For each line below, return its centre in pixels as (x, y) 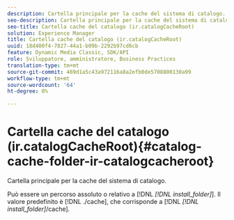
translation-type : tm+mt (43, 65)
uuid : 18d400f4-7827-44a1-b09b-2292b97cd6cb (73, 46)
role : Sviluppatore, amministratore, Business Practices (92, 59)
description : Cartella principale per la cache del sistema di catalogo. (117, 14)
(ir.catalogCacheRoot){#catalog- (104, 147)
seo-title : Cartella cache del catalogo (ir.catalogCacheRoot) (101, 26)
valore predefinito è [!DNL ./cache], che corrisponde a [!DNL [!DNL (103, 202)
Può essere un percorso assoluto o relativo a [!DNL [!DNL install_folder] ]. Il (114, 194)
